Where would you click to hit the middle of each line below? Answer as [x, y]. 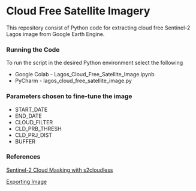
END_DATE [28, 116]
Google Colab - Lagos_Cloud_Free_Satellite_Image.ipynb [85, 74]
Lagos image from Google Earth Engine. [55, 34]
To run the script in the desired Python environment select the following [95, 63]
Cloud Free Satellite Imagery [78, 11]
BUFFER [25, 141]
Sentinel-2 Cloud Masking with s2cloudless [60, 170]
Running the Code [33, 49]
